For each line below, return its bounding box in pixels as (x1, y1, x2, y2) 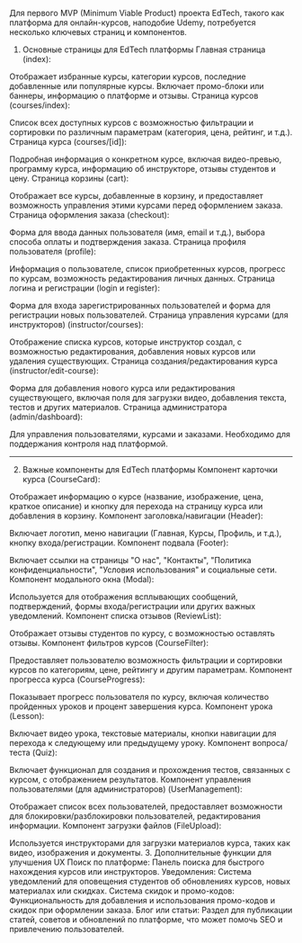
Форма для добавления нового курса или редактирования (9, 382, 235, 393)
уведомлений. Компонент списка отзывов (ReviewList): (9, 611, 222, 621)
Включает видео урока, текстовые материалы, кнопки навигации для (9, 728, 277, 739)
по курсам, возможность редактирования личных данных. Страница (9, 274, 276, 283)
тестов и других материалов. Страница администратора (9, 402, 227, 412)
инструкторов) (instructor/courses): (9, 319, 144, 329)
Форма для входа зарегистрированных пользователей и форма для (9, 301, 271, 310)
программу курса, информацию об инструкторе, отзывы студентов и (9, 164, 277, 174)
